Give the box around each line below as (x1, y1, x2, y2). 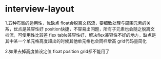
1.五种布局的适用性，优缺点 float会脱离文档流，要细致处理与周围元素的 (5, 20, 147, 26)
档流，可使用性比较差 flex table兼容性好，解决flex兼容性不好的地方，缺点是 (5, 32, 156, 38)
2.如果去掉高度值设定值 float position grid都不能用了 (5, 48, 110, 54)
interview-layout (5, 3, 74, 15)
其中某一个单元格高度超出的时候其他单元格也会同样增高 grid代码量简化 (5, 38, 147, 44)
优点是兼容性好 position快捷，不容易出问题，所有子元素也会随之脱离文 (13, 26, 155, 32)
